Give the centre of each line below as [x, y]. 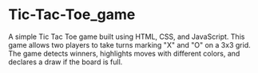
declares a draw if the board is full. [65, 62]
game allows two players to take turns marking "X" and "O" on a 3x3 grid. [129, 44]
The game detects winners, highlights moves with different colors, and [124, 53]
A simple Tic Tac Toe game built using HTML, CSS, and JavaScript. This [127, 36]
